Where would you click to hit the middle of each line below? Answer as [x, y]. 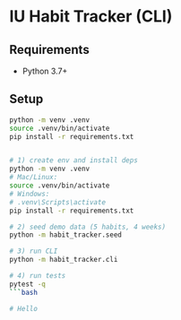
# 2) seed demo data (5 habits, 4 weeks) [88, 227]
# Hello [24, 308]
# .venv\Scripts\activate [57, 202]
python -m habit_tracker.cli [64, 260]
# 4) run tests [38, 276]
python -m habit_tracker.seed [66, 235]
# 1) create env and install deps [74, 160]
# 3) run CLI [34, 251]
